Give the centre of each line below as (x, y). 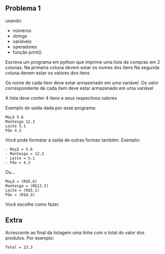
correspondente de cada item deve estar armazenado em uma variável (79, 88)
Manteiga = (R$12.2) (27, 186)
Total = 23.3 (19, 247)
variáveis (22, 41)
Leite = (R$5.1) (22, 190)
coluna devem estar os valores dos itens (47, 73)
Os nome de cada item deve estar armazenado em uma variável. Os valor (82, 82)
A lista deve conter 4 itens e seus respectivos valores (61, 98)
